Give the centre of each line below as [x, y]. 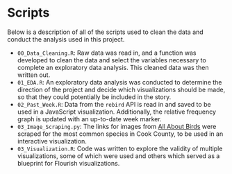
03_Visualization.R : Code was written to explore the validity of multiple [120, 148]
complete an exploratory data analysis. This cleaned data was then [113, 67]
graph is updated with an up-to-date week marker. [89, 119]
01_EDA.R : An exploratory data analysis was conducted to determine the [119, 82]
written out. [34, 75]
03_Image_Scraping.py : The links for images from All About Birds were [117, 126]
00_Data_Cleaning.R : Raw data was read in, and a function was [107, 53]
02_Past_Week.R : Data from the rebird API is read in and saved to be [114, 104]
